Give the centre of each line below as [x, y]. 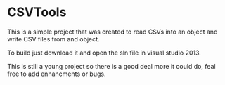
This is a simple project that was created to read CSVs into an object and [112, 32]
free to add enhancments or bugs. [57, 74]
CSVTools [37, 12]
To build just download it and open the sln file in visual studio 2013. [104, 53]
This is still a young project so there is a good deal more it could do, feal [111, 66]
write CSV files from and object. [53, 39]
